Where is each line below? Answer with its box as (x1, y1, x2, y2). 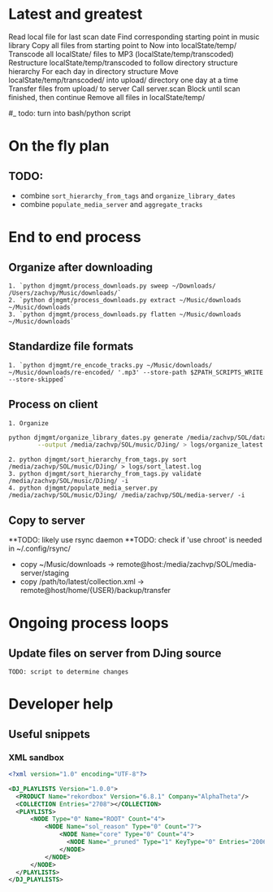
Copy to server (8, 513, 85, 527)
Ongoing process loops (8, 614, 169, 632)
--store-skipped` (8, 376, 67, 384)
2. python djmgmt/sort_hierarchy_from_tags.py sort (8, 455, 187, 464)
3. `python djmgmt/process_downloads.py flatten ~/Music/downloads (8, 310, 242, 319)
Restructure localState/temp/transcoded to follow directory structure (8, 58, 238, 68)
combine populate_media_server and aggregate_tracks (19, 199, 203, 209)
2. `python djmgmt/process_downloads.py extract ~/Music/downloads (8, 296, 242, 304)
